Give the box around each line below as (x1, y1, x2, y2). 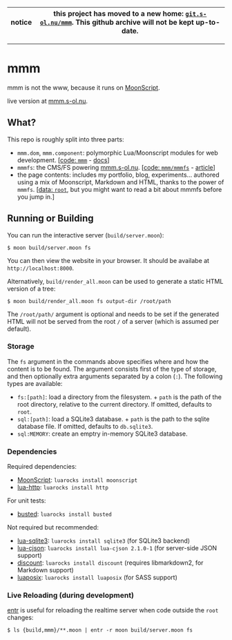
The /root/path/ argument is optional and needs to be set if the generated (7, 310, 220, 318)
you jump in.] (17, 193, 55, 201)
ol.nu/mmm (39, 19, 72, 26)
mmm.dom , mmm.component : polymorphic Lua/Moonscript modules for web (17, 148, 219, 157)
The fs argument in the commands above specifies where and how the (7, 357, 209, 365)
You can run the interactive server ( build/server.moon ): (7, 231, 164, 239)
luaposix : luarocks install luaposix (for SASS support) (17, 573, 178, 582)
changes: (7, 614, 34, 622)
